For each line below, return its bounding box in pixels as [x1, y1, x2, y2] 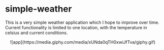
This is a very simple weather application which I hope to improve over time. [5, 19, 160, 25]
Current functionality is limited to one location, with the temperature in [5, 24, 147, 30]
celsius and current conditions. [5, 30, 68, 35]
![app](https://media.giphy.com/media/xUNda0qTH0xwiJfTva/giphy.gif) [10, 39, 156, 45]
